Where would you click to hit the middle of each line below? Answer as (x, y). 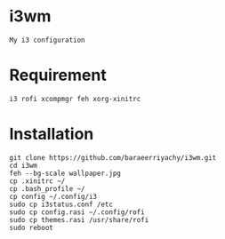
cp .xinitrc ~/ (37, 181)
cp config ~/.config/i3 (53, 196)
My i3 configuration (48, 40)
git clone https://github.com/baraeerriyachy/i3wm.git (113, 157)
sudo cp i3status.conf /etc (61, 204)
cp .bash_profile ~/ (48, 188)
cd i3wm (24, 165)
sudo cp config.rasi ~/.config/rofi (77, 212)
